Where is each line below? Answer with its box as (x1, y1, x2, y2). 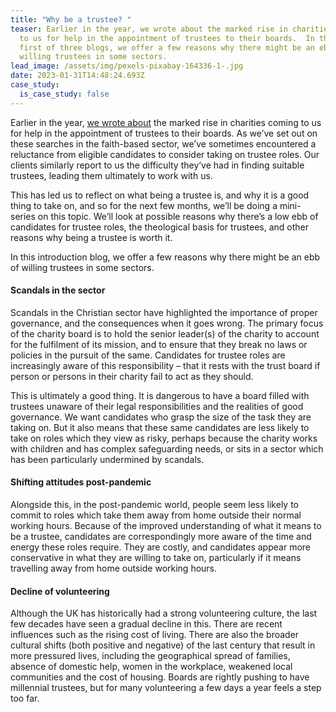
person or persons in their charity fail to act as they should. (10, 370, 254, 382)
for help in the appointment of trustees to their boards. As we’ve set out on (10, 127, 318, 139)
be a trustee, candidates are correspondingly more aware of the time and (10, 531, 312, 543)
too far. (10, 692, 40, 705)
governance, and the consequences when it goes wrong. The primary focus (10, 317, 324, 329)
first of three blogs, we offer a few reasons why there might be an (19, 42, 315, 53)
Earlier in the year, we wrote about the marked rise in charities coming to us (10, 116, 322, 128)
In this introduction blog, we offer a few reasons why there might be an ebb (10, 251, 321, 263)
